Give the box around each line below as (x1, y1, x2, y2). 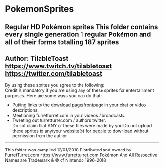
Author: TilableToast (5, 54, 69, 63)
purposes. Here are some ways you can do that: (5, 93, 102, 99)
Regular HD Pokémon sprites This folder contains (5, 23, 158, 31)
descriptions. (12, 107, 39, 113)
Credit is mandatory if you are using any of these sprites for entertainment (5, 87, 154, 93)
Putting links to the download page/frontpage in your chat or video (12, 102, 146, 108)
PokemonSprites (5, 3, 74, 15)
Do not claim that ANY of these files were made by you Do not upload (12, 123, 152, 129)
